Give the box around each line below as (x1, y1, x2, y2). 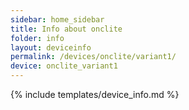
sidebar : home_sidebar (10, 14, 105, 25)
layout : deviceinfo (10, 42, 92, 53)
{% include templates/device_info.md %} (10, 89, 180, 100)
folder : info (10, 33, 65, 43)
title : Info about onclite (10, 24, 123, 34)
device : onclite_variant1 (10, 61, 118, 71)
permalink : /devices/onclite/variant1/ (10, 52, 177, 62)
